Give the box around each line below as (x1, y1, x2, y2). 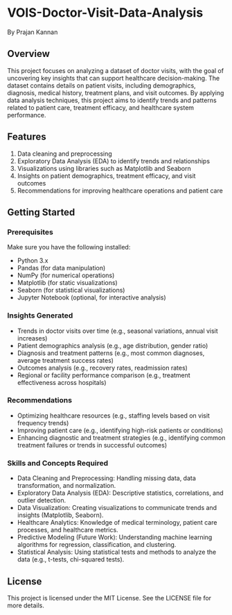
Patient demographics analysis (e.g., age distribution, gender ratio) (17, 341, 208, 350)
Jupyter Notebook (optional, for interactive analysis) (17, 293, 166, 302)
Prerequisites (7, 227, 53, 237)
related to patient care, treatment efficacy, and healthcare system (7, 103, 195, 112)
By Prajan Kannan (7, 28, 58, 36)
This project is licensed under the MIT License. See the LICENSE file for (7, 593, 212, 602)
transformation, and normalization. (17, 482, 116, 490)
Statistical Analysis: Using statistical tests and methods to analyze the (17, 548, 217, 557)
